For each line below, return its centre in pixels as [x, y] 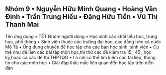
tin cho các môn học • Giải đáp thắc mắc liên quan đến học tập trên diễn [80, 63]
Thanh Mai [22, 24]
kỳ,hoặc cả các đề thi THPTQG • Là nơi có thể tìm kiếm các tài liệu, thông [80, 57]
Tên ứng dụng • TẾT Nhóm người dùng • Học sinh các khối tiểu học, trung [81, 36]
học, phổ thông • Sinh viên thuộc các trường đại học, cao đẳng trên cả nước [83, 41]
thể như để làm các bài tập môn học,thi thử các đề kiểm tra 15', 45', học [78, 52]
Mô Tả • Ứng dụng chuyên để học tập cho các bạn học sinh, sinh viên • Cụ [82, 47]
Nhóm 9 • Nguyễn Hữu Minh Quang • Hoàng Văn [81, 9]
